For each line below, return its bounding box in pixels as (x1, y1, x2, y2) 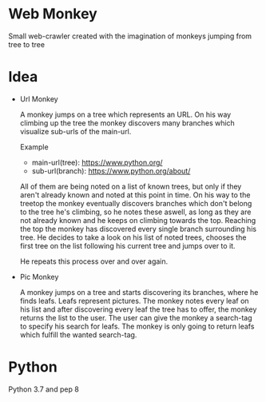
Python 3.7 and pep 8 (8, 384, 80, 394)
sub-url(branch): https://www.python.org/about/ (31, 165, 191, 176)
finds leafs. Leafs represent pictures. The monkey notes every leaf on (19, 296, 249, 305)
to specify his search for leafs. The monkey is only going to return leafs (19, 321, 255, 331)
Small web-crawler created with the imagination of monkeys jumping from (8, 31, 252, 41)
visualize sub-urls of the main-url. (19, 126, 132, 136)
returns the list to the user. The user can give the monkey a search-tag (19, 312, 252, 322)
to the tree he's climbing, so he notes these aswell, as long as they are (19, 207, 252, 217)
